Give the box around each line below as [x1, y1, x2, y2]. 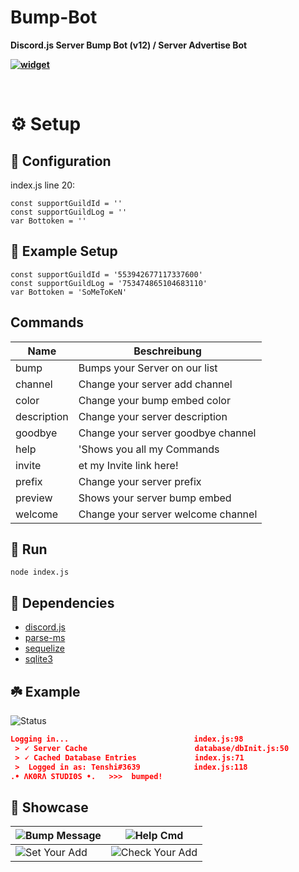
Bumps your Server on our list [78, 361, 218, 375]
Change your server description [78, 409, 228, 423]
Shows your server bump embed [78, 491, 232, 505]
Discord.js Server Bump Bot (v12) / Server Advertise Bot [10, 39, 248, 51]
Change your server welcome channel [78, 507, 258, 521]
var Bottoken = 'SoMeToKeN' [10, 287, 128, 297]
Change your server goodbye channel [78, 426, 257, 440]
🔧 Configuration [10, 152, 112, 170]
